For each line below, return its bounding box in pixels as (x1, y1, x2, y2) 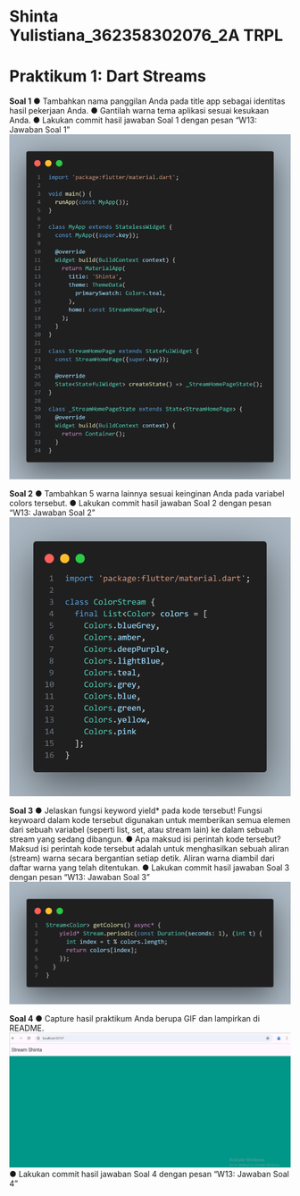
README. (9, 1022, 45, 1034)
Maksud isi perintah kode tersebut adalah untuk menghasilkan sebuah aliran (9, 843, 289, 853)
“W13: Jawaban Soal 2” (9, 507, 96, 518)
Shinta (9, 6, 59, 27)
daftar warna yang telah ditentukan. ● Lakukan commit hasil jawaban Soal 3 (9, 861, 290, 873)
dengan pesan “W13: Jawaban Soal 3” (9, 871, 150, 882)
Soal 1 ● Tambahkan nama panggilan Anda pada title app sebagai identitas (9, 96, 286, 106)
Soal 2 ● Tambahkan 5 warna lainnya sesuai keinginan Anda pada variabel (9, 488, 285, 499)
